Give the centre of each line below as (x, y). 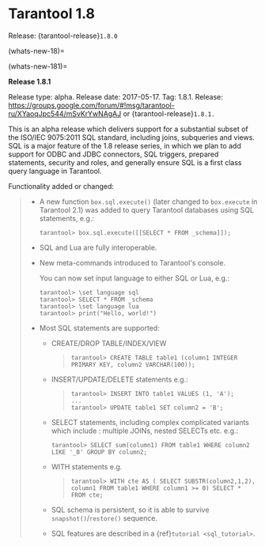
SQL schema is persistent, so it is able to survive (130, 510)
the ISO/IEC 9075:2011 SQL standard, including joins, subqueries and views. (132, 137)
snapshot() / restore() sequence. (104, 518)
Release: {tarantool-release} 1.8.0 (63, 36)
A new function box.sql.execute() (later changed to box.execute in (148, 201)
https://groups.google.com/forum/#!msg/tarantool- (92, 105)
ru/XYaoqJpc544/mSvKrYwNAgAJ (65, 113)
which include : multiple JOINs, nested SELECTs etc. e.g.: (145, 431)
